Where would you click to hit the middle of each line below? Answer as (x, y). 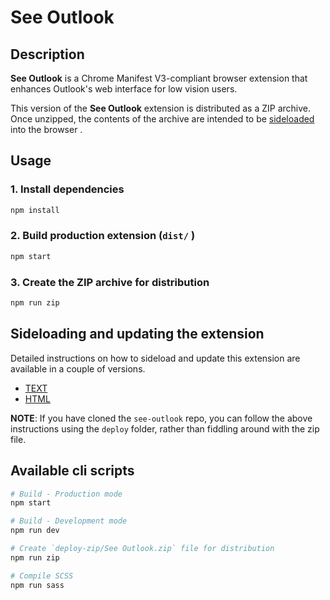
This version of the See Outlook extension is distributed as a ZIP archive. (161, 108)
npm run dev (35, 531)
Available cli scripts (72, 471)
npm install (35, 210)
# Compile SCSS (42, 576)
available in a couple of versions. (78, 368)
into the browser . (46, 129)
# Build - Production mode (66, 494)
